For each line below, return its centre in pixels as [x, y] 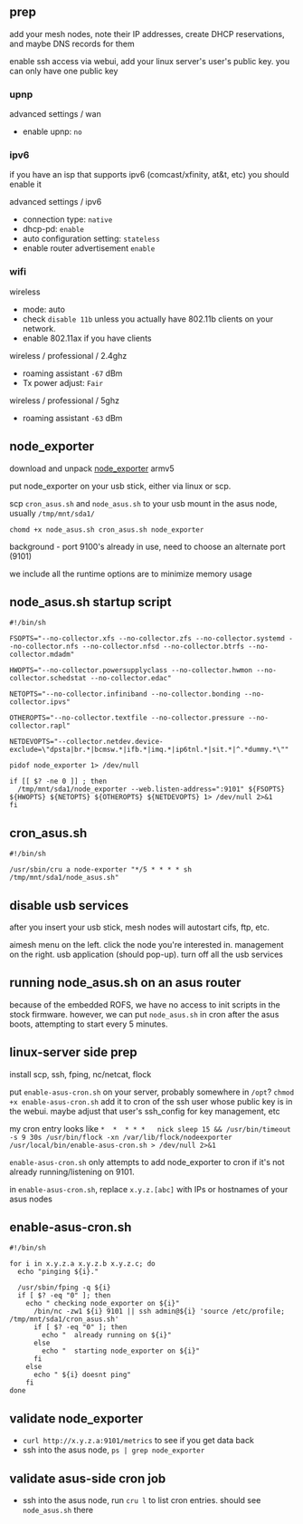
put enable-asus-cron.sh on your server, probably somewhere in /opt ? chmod [152, 1092]
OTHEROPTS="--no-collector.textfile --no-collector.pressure [127, 718]
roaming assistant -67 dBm [72, 373]
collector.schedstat [48, 679]
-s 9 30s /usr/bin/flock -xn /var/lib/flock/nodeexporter [121, 1137]
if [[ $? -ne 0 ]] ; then [58, 781]
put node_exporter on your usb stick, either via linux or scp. [120, 486]
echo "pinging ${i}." [58, 1272]
